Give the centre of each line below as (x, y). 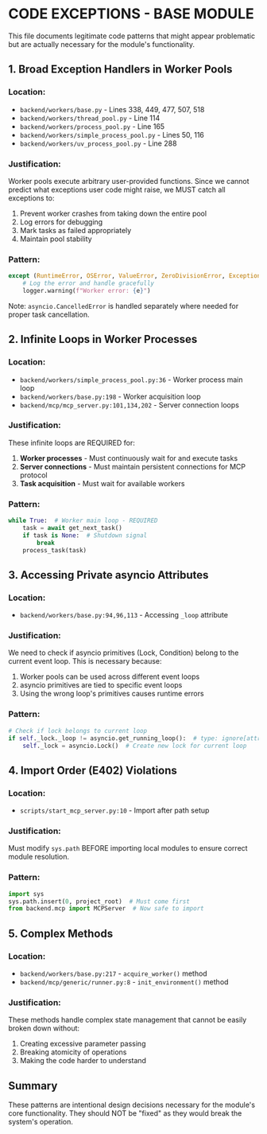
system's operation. (41, 1122)
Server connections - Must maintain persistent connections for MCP (133, 466)
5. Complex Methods (61, 933)
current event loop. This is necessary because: (85, 661)
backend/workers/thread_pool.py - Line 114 (90, 118)
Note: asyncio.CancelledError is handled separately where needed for (124, 306)
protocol (33, 475)
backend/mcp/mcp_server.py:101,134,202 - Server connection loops (130, 405)
